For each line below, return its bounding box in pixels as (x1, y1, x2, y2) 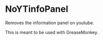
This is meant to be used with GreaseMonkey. (5, 29, 99, 35)
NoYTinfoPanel (5, 3, 68, 15)
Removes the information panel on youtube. (5, 20, 95, 26)
